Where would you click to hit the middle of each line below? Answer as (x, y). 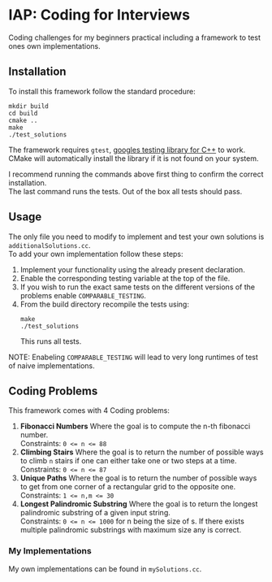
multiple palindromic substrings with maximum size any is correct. (131, 530)
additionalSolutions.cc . (50, 245)
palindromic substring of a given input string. (95, 513)
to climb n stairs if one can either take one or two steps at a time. (128, 461)
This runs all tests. (51, 341)
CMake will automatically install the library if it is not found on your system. (134, 158)
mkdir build (28, 106)
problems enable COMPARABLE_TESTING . (83, 295)
